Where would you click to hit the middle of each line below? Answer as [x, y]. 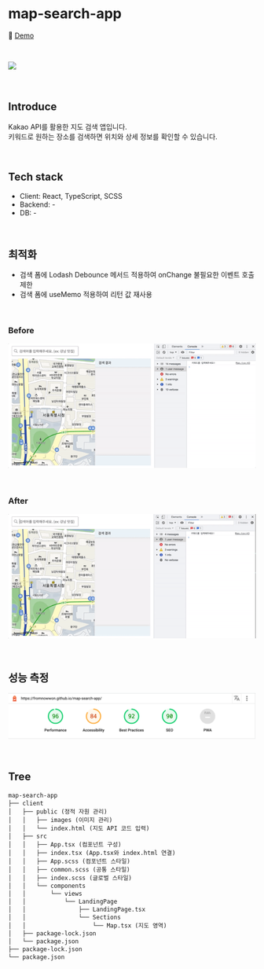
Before [21, 331]
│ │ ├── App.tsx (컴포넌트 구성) [65, 844]
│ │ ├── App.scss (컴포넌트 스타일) [70, 861]
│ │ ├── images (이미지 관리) [60, 820]
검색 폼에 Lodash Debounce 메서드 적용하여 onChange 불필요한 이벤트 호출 [137, 275]
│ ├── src [27, 836]
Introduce [33, 107]
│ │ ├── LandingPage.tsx [77, 909]
